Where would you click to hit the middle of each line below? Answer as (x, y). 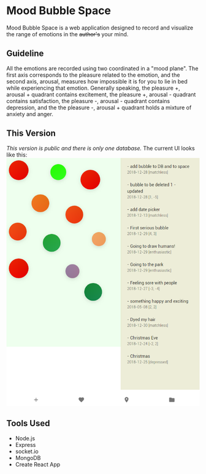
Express (25, 445)
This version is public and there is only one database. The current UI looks (101, 148)
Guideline (25, 54)
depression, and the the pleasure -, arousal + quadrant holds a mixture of (99, 107)
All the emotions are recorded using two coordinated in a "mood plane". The (102, 68)
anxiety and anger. (30, 114)
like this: (17, 155)
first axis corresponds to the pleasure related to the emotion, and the (93, 75)
